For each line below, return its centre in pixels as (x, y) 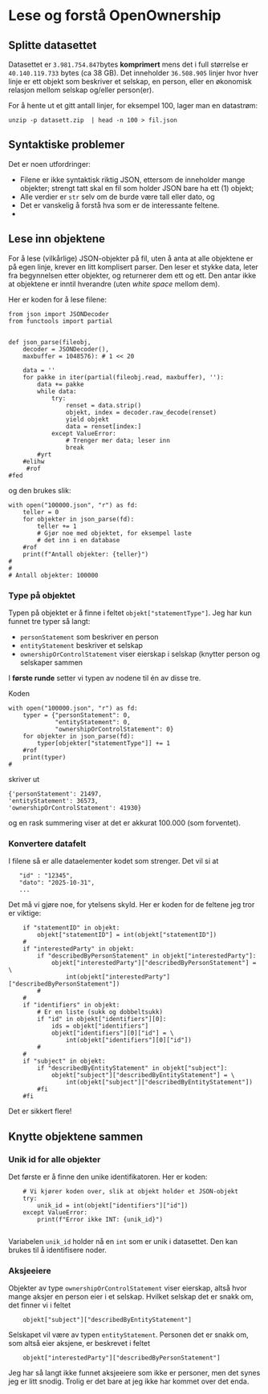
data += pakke (61, 384)
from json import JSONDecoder (59, 314)
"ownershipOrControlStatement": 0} (114, 729)
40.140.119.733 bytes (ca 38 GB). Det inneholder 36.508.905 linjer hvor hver (133, 73)
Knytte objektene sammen (76, 1136)
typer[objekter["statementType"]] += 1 (104, 743)
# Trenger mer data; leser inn (118, 440)
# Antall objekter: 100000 (53, 575)
